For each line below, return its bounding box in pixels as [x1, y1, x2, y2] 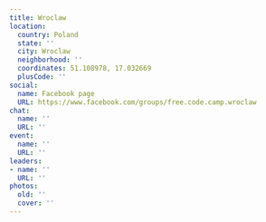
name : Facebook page [17, 89, 95, 98]
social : [9, 81, 39, 90]
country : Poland [17, 30, 79, 39]
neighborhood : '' [17, 55, 83, 64]
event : [9, 131, 34, 140]
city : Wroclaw [17, 47, 71, 56]
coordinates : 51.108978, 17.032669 [17, 64, 152, 73]
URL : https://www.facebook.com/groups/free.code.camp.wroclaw [17, 97, 257, 107]
